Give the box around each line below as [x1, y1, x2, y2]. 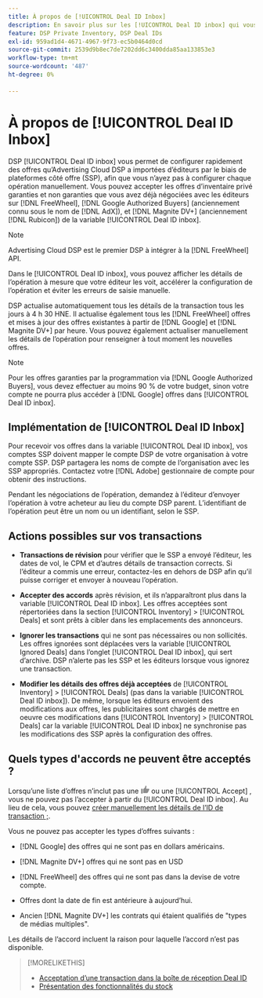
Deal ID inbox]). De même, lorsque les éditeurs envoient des [19, 696, 214, 706]
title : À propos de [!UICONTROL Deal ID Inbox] [8, 13, 167, 20]
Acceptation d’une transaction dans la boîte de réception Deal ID [38, 974, 247, 982]
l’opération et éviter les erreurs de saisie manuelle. [8, 285, 171, 294]
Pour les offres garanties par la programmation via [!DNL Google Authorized [8, 373, 253, 382]
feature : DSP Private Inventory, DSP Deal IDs [8, 29, 163, 37]
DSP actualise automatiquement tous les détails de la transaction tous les [8, 301, 244, 310]
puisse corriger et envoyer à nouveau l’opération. [19, 576, 178, 585]
